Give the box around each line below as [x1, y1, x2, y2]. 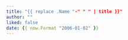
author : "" [6, 14, 33, 20]
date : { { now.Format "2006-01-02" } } [6, 25, 99, 31]
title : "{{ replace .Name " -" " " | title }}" [6, 8, 123, 15]
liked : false [6, 19, 38, 25]
